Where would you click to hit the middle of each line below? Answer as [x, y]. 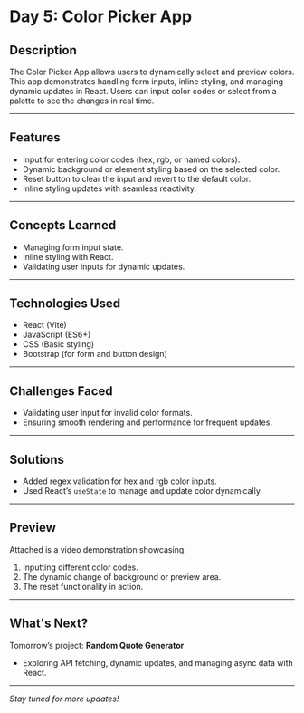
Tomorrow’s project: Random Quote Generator [97, 645]
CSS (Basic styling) [58, 344]
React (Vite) [45, 325]
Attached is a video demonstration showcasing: [98, 549]
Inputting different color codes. [80, 567]
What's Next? [49, 624]
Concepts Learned [63, 225]
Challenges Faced [61, 391]
